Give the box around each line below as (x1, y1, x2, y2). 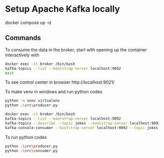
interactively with (5, 52, 40, 58)
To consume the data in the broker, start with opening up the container (5, 46, 147, 52)
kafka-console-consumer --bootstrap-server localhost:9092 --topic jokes (5, 125, 159, 130)
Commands (5, 34, 41, 42)
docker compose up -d (5, 20, 51, 25)
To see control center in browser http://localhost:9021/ (5, 79, 115, 85)
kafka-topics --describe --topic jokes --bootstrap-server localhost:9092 (5, 121, 161, 126)
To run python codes (5, 134, 47, 140)
